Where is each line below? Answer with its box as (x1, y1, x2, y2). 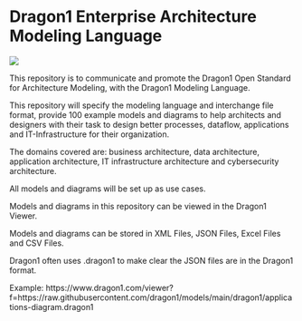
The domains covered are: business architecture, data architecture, (9, 146, 260, 157)
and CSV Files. (9, 238, 65, 248)
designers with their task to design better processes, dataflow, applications (9, 119, 289, 130)
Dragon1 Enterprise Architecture (9, 6, 258, 27)
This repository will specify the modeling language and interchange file (9, 100, 274, 111)
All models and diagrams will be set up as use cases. (9, 183, 206, 194)
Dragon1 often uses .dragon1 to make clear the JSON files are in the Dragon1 (9, 255, 294, 266)
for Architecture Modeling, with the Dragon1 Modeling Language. (9, 82, 250, 92)
